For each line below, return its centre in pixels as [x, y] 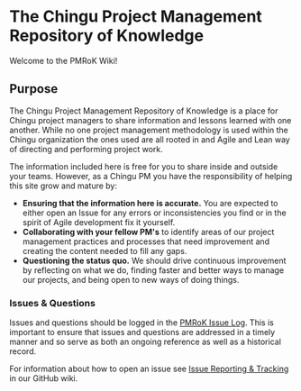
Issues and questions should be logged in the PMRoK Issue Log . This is [142, 323]
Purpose [34, 89]
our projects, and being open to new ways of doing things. [131, 279]
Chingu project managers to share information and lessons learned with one [150, 120]
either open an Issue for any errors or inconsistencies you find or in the [154, 213]
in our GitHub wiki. [44, 378]
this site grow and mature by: [64, 186]
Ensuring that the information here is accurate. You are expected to [150, 203]
